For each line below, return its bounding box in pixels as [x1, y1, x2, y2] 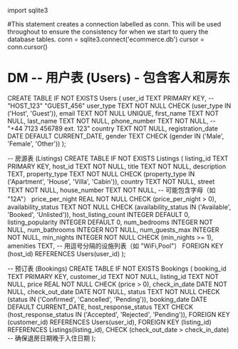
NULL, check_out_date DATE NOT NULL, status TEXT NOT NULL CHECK [7, 287, 220, 295]
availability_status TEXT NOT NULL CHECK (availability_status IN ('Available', [7, 203, 232, 211]
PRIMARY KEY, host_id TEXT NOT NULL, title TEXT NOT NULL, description [7, 162, 227, 171]
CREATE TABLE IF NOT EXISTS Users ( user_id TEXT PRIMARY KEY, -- [7, 93, 214, 102]
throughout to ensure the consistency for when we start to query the [7, 28, 209, 36]
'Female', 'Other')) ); [7, 139, 66, 148]
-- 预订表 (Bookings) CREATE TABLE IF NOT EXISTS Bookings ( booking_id [7, 264, 227, 273]
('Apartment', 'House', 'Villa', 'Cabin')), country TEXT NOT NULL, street [7, 177, 215, 186]
